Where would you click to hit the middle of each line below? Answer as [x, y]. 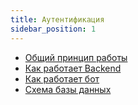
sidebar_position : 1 [53, 29]
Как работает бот [62, 78]
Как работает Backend [73, 68]
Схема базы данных [68, 89]
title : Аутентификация [57, 19]
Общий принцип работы [76, 57]
